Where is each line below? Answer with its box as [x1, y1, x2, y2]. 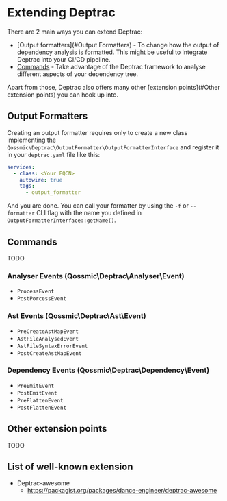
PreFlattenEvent [16, 397, 64, 404]
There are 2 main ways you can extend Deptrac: [7, 27, 143, 36]
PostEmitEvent [16, 389, 57, 397]
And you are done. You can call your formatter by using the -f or [7, 201, 189, 210]
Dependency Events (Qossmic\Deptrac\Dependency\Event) [7, 365, 210, 375]
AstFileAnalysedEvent [16, 335, 79, 342]
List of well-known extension [7, 461, 133, 473]
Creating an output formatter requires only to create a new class [7, 128, 188, 136]
